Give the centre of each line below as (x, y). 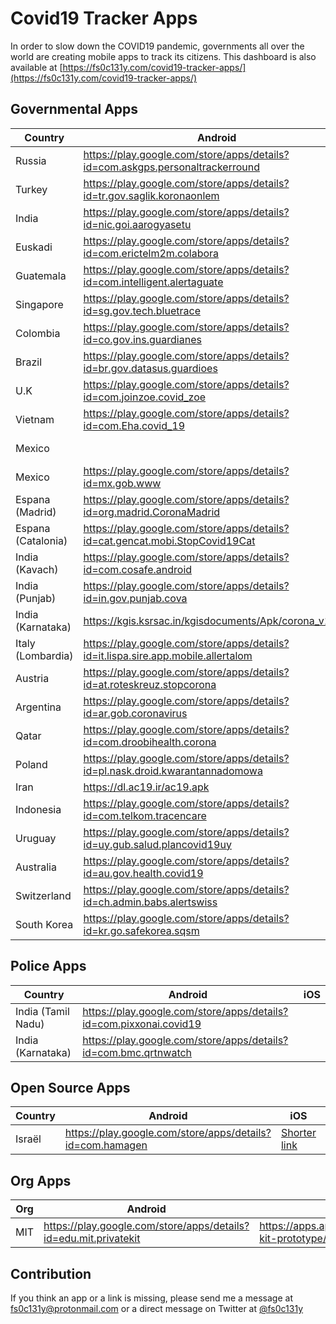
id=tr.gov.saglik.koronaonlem (151, 195)
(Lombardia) (44, 655)
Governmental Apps (74, 109)
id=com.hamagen (106, 1145)
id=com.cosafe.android (138, 569)
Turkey (31, 189)
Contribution (51, 1273)
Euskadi (34, 247)
